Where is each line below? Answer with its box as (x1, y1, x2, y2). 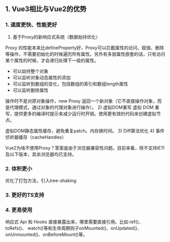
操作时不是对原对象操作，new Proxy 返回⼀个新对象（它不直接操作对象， (5, 98, 158, 104)
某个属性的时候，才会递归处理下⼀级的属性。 (5, 57, 99, 63)
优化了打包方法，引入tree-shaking (5, 177, 77, 184)
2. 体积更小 (5, 165, 32, 172)
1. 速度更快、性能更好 (5, 21, 57, 28)
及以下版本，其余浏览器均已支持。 (5, 151, 77, 157)
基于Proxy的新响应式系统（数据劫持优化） (12, 33, 100, 40)
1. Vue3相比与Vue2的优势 (5, 5, 87, 14)
